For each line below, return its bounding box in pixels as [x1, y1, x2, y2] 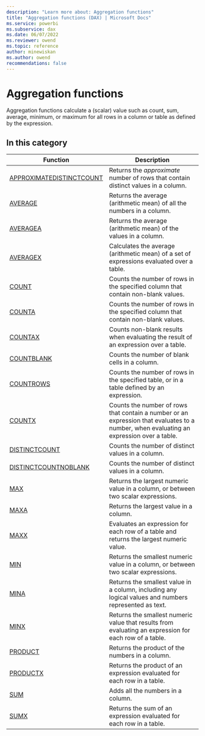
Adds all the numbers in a [109, 686, 182, 695]
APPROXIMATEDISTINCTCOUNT [9, 174, 104, 182]
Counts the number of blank [109, 350, 189, 359]
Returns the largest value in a [109, 502, 193, 511]
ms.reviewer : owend [6, 37, 56, 43]
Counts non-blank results [109, 325, 183, 334]
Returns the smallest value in [109, 578, 192, 587]
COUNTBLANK [9, 355, 52, 363]
